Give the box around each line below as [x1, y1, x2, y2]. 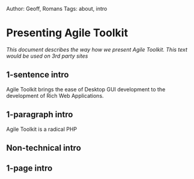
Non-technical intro [6, 142, 81, 153]
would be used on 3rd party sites [6, 52, 88, 59]
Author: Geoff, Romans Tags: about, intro [6, 5, 108, 12]
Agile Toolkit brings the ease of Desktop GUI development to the [6, 85, 166, 93]
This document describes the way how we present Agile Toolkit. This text [6, 46, 188, 53]
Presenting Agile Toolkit [6, 26, 128, 40]
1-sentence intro [6, 70, 69, 80]
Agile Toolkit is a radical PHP [6, 126, 77, 133]
